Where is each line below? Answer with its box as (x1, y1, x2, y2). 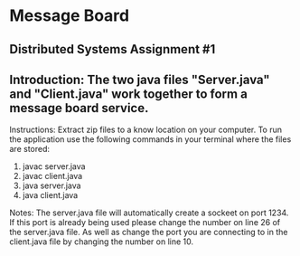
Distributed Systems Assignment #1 (9, 42, 216, 57)
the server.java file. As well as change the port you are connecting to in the (9, 227, 288, 238)
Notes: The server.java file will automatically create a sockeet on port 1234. (9, 207, 289, 218)
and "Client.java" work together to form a (9, 86, 248, 101)
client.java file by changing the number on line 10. (9, 236, 194, 247)
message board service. (9, 100, 149, 116)
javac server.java (22, 161, 86, 172)
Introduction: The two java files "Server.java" (9, 71, 270, 87)
